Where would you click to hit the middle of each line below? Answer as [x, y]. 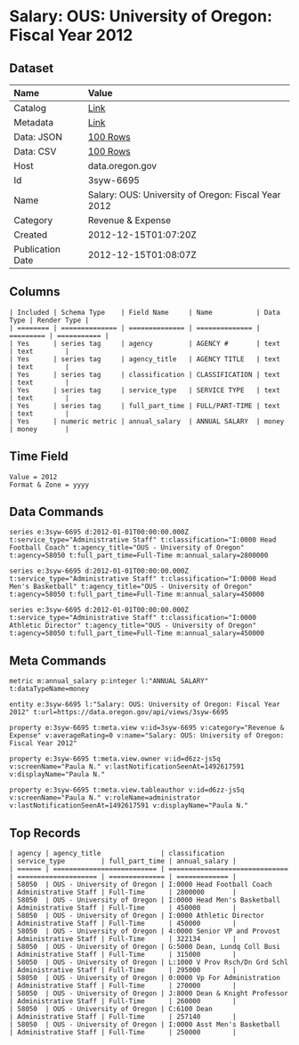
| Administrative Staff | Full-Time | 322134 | [123, 939]
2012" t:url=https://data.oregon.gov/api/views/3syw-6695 [119, 712]
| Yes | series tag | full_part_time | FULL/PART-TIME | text [145, 406]
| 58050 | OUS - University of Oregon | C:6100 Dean [111, 1009]
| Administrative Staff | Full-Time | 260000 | [123, 1001]
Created [31, 235]
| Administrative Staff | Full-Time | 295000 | [123, 970]
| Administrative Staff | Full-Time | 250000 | [123, 1033]
